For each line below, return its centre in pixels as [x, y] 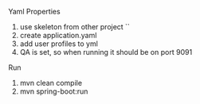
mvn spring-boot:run [54, 91]
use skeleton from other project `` [75, 27]
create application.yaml [58, 35]
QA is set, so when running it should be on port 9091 [106, 52]
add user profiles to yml [59, 44]
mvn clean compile [51, 83]
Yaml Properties [35, 12]
